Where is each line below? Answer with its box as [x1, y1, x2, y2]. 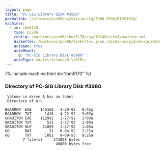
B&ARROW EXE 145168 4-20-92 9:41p [5, 107, 93, 112]
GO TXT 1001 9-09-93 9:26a [5, 133, 93, 138]
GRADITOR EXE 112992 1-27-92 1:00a [5, 116, 93, 121]
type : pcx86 [14, 30, 38, 35]
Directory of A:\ [7, 99, 43, 103]
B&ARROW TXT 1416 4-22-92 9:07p [5, 111, 93, 116]
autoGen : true [14, 44, 43, 49]
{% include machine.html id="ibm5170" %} [5, 71, 92, 76]
